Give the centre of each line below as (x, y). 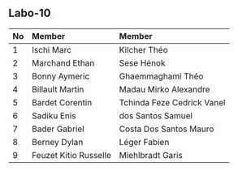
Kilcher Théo (143, 49)
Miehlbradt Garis (151, 155)
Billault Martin (58, 89)
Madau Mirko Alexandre (164, 89)
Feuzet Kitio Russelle (72, 155)
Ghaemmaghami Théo (161, 76)
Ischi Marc (52, 49)
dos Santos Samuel (156, 115)
